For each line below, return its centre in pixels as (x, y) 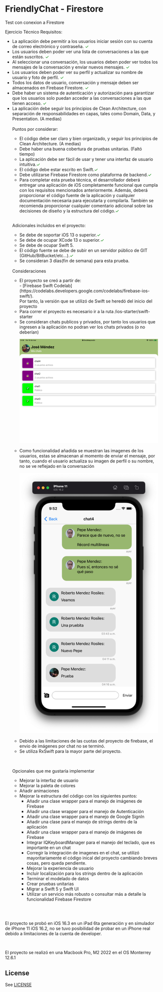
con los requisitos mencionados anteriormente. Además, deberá (83, 190)
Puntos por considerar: (35, 129)
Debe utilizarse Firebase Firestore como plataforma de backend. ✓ (85, 175)
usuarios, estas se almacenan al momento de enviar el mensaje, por (87, 456)
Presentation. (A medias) (37, 119)
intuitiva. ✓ (30, 164)
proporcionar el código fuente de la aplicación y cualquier (77, 195)
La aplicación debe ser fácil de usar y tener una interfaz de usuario (86, 159)
